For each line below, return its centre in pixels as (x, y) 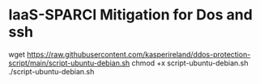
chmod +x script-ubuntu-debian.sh (190, 63)
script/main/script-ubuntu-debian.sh (69, 63)
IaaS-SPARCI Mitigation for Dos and (130, 15)
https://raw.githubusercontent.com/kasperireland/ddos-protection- (139, 54)
